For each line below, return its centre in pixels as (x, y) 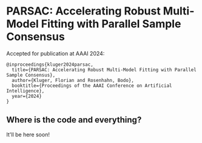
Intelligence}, (25, 91)
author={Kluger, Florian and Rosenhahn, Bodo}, (73, 80)
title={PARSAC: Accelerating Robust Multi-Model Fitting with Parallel (104, 70)
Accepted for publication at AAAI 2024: (56, 53)
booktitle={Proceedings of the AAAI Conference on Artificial (92, 86)
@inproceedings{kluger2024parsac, (50, 65)
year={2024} (27, 96)
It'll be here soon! (28, 135)
